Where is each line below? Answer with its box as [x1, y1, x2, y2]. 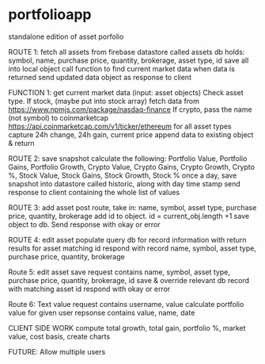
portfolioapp [8, 6, 93, 24]
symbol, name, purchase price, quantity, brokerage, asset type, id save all [8, 56, 249, 65]
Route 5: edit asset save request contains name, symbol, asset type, [8, 267, 231, 277]
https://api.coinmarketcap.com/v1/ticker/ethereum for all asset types [8, 121, 232, 131]
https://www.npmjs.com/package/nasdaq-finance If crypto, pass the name [8, 105, 252, 114]
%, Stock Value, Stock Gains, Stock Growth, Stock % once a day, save [8, 171, 237, 180]
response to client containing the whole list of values [8, 187, 180, 197]
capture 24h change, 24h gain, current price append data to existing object [8, 129, 254, 140]
